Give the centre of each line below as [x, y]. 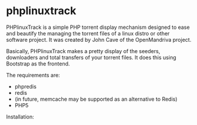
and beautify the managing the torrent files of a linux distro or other [88, 33]
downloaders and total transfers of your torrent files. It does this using [91, 57]
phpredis [25, 86]
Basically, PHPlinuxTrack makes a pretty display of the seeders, [83, 51]
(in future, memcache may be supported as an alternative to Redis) [96, 99]
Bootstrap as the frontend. [38, 64]
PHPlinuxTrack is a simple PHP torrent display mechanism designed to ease [98, 27]
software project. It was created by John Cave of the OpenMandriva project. [99, 40]
